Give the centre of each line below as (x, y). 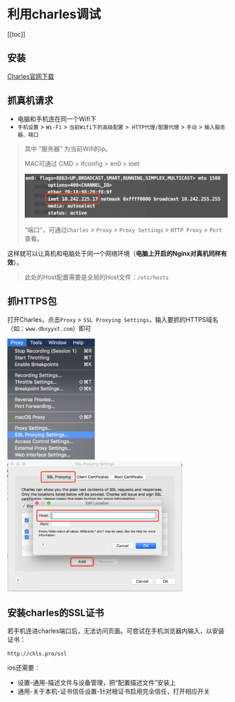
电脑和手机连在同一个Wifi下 (57, 119)
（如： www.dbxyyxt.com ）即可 (49, 328)
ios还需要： (24, 668)
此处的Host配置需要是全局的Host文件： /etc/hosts (97, 277)
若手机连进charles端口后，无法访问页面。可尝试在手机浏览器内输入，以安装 (116, 631)
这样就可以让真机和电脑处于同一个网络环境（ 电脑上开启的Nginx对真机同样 (114, 253)
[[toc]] (16, 34)
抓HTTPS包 (32, 301)
